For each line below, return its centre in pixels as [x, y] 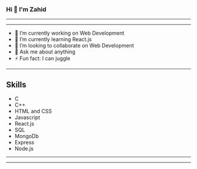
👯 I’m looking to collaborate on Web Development [74, 46]
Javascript [27, 117]
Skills [16, 84]
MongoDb [27, 136]
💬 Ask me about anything [45, 52]
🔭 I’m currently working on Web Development [69, 33]
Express [24, 143]
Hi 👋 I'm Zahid [26, 9]
